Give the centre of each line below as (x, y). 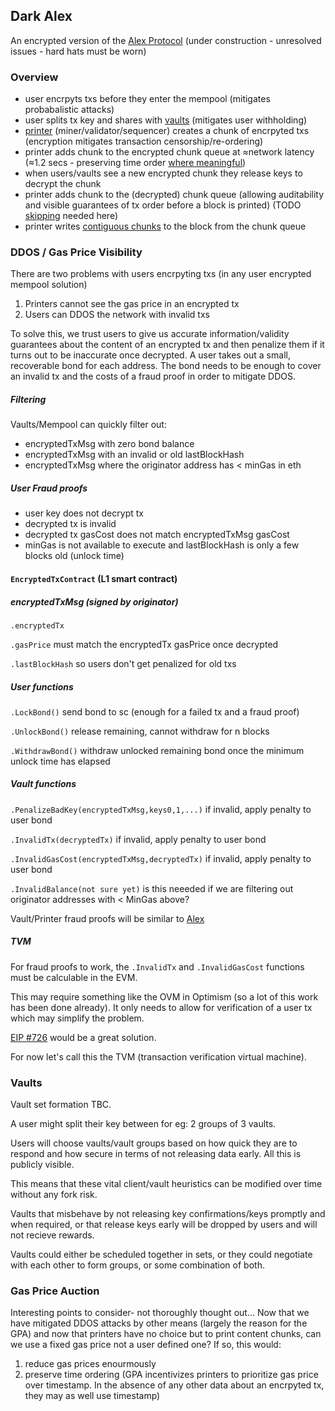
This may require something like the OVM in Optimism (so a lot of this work (164, 996)
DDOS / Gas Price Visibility (76, 252)
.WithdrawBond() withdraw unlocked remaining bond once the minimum (157, 750)
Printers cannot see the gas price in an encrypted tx (132, 304)
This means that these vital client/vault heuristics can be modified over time (166, 1184)
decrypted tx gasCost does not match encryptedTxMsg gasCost (157, 535)
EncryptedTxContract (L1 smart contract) (94, 578)
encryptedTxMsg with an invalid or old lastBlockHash (134, 455)
